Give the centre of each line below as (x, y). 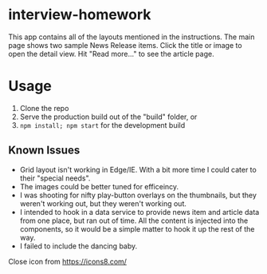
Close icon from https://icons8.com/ (68, 261)
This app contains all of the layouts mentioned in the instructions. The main (132, 37)
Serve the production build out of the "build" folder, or (108, 117)
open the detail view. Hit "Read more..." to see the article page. (111, 54)
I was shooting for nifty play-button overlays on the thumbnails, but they (138, 195)
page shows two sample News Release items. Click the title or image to (125, 45)
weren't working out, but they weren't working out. (103, 203)
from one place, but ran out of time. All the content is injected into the (134, 220)
